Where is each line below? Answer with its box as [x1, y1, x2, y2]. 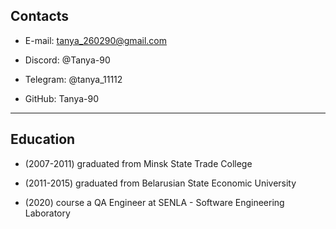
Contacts [10, 8, 70, 25]
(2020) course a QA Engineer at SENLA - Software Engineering [24, 196, 285, 208]
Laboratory [24, 207, 71, 219]
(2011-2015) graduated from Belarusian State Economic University [24, 177, 297, 189]
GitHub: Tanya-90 [24, 92, 99, 104]
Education [10, 131, 76, 148]
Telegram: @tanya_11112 [24, 73, 123, 85]
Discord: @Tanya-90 [24, 54, 111, 66]
